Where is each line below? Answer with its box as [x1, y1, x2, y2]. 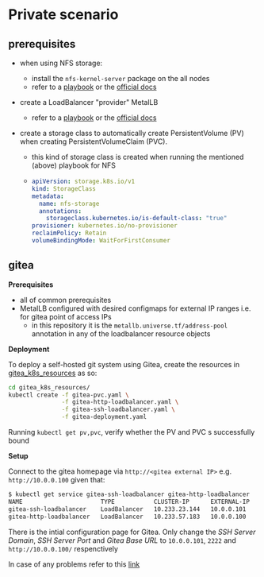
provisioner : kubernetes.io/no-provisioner [31, 222, 178, 230]
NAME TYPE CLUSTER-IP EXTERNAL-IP [8, 498, 250, 505]
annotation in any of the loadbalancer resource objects [31, 328, 211, 339]
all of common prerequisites [19, 295, 112, 304]
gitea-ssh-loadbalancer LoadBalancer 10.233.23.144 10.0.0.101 [8, 505, 247, 513]
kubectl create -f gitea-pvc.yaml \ [8, 391, 129, 399]
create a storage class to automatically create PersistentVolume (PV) [19, 129, 244, 137]
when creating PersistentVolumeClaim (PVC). [19, 137, 168, 146]
